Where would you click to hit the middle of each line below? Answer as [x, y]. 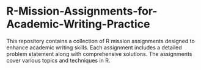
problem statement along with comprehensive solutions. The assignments [99, 54]
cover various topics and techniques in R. [58, 60]
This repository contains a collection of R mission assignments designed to [101, 41]
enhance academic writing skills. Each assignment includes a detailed [94, 47]
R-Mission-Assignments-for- [82, 11]
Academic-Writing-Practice [78, 24]
